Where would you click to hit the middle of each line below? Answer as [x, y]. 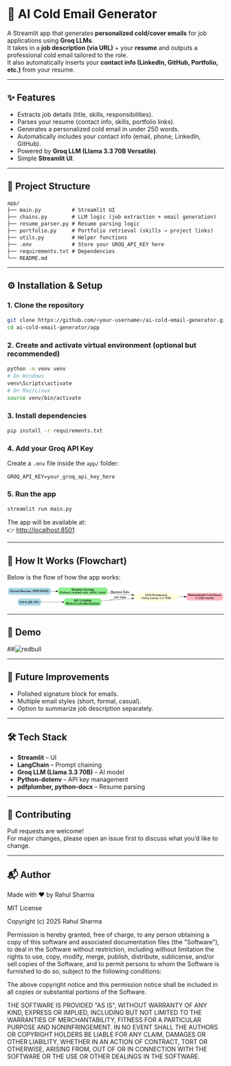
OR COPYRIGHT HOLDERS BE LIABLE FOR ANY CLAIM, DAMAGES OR [107, 1034]
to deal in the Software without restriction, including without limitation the [111, 950]
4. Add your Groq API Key [51, 448]
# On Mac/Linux [29, 391]
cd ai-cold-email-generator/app [53, 328]
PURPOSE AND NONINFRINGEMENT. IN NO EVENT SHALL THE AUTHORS [113, 1027]
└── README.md [27, 258]
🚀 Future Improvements [58, 677]
